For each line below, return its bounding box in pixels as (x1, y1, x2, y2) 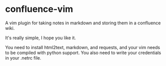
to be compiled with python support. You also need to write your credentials (5, 50, 161, 56)
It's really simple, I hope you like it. (5, 35, 76, 41)
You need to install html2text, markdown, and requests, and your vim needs (5, 44, 161, 50)
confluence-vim (5, 3, 73, 15)
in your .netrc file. (5, 55, 41, 61)
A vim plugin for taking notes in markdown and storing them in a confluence (5, 20, 161, 26)
